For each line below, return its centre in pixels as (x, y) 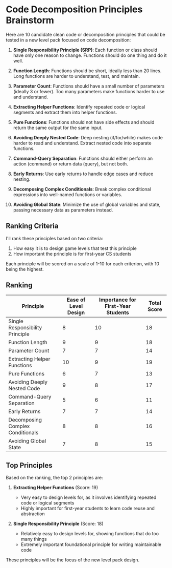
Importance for (118, 300)
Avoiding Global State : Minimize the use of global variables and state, (87, 204)
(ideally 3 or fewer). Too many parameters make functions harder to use (89, 91)
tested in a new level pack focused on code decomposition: (68, 40)
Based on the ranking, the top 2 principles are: (55, 478)
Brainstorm (30, 20)
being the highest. (25, 269)
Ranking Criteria (32, 226)
